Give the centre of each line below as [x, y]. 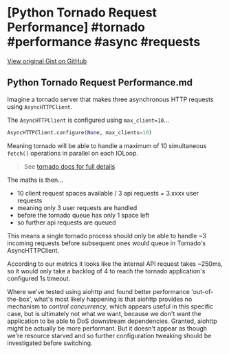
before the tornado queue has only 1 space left [83, 215]
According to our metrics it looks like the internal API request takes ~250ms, [115, 264]
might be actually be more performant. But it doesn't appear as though [107, 328]
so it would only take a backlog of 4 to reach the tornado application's [106, 271]
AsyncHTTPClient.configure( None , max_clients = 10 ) [80, 132]
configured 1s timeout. [39, 278]
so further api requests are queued [66, 222]
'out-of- [203, 291]
